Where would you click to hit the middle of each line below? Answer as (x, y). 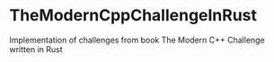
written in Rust (36, 49)
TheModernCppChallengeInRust (133, 15)
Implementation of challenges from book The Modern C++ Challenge (137, 40)
